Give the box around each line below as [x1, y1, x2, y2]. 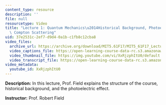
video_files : [5, 39, 32, 44]
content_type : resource [5, 7, 54, 12]
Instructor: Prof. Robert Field [5, 95, 64, 101]
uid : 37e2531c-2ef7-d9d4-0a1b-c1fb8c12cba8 [5, 35, 96, 40]
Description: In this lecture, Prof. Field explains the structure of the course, [5, 80, 158, 86]
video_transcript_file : [9, 58, 58, 63]
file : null [5, 16, 28, 21]
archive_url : [9, 44, 37, 49]
